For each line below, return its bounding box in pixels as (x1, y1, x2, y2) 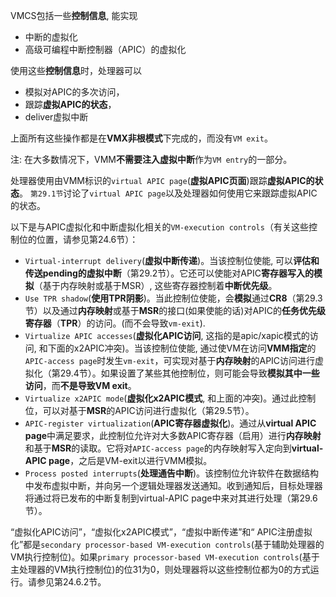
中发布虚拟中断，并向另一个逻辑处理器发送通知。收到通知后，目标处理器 (24, 480, 323, 491)
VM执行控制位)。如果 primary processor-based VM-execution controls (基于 (10, 551, 320, 563)
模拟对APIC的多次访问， (24, 86, 125, 98)
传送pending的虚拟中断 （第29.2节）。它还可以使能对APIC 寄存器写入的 (24, 267, 314, 279)
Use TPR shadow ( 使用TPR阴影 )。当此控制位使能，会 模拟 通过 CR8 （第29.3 (24, 292, 323, 304)
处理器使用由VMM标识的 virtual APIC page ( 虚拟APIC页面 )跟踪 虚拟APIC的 (10, 175, 315, 186)
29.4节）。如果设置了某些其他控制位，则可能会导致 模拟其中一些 (59, 367, 320, 379)
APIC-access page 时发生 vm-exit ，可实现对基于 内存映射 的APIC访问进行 (24, 355, 316, 366)
